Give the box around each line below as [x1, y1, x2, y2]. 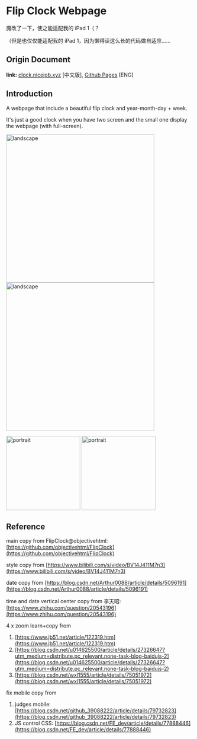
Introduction [6, 89, 53, 99]
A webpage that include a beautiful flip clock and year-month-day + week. [6, 104, 188, 112]
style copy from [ [6, 562, 49, 569]
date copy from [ [6, 579, 47, 587]
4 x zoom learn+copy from [6, 622, 72, 629]
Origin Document [6, 55, 71, 65]
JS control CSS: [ [14, 719, 57, 727]
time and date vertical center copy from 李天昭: [6, 598, 121, 605]
